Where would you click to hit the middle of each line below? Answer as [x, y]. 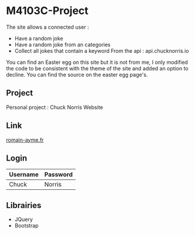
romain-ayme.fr [25, 139]
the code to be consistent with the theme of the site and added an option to [97, 68]
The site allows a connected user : [48, 27]
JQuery [24, 219]
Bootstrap [26, 226]
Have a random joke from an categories [62, 45]
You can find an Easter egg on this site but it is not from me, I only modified [97, 62]
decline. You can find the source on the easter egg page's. [77, 74]
